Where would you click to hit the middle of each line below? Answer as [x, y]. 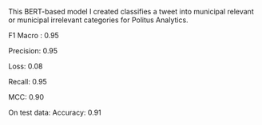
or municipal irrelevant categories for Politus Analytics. [99, 20]
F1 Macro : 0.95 [34, 35]
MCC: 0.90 [26, 97]
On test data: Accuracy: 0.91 [55, 112]
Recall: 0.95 [28, 82]
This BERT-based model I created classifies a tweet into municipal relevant [131, 12]
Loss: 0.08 [26, 66]
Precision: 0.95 [33, 51]
